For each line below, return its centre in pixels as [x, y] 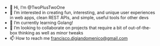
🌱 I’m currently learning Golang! [41, 23]
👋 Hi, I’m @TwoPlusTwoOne [37, 7]
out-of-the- [140, 28]
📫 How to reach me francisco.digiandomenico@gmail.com [69, 38]
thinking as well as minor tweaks [51, 33]
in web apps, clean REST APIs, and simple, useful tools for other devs [79, 17]
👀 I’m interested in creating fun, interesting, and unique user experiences [82, 12]
